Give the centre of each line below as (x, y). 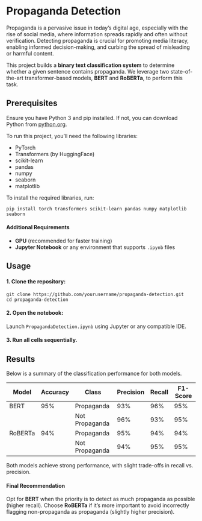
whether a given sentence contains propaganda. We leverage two (88, 71)
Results (21, 359)
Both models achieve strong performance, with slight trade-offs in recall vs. (100, 466)
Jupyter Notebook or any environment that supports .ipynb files (95, 247)
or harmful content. (30, 53)
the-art (15, 78)
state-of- (182, 71)
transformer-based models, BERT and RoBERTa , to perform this (104, 78)
